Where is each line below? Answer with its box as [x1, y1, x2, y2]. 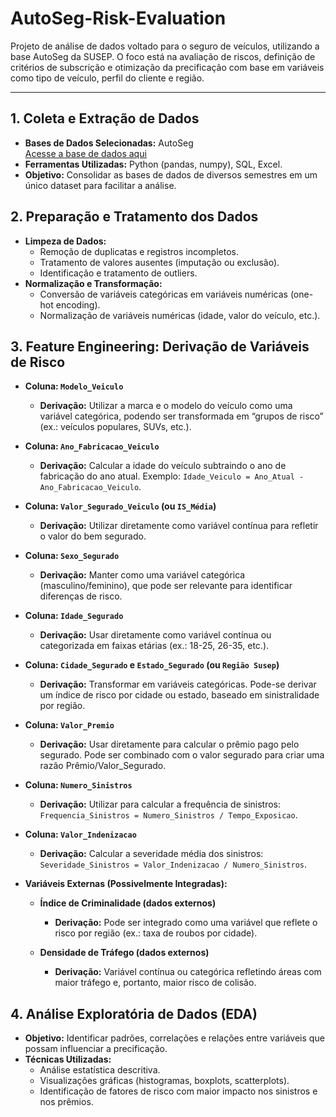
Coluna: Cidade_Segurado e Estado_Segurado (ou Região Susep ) [24, 659, 280, 671]
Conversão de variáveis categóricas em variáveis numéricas [39, 288, 288, 300]
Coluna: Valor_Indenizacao [24, 828, 137, 841]
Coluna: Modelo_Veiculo [24, 380, 124, 392]
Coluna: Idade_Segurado [24, 610, 124, 622]
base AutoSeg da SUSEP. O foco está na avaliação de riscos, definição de [10, 50, 316, 62]
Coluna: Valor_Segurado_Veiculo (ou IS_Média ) [24, 500, 217, 512]
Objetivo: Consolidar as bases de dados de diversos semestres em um [24, 168, 318, 181]
